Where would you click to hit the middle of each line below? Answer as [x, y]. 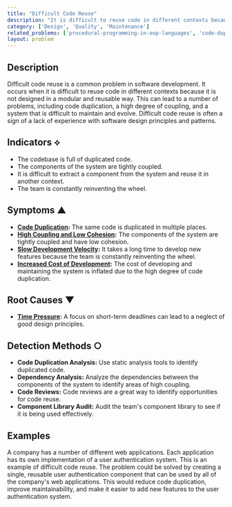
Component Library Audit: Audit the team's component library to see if [119, 407]
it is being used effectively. [55, 414]
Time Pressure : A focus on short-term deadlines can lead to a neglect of [121, 317]
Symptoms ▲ [37, 211]
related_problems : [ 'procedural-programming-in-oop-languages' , [101, 33]
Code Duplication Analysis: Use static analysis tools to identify [107, 362]
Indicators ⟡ [34, 142]
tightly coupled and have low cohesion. [73, 241]
